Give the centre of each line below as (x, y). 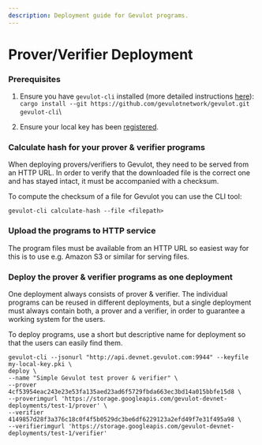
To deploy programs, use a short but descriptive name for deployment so (127, 335)
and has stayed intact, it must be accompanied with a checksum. (114, 181)
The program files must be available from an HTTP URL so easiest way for (129, 248)
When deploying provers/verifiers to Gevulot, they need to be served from (129, 165)
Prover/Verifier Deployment (101, 54)
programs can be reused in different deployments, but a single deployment (130, 302)
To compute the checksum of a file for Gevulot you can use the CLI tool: (125, 196)
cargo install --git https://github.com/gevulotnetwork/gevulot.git (135, 104)
